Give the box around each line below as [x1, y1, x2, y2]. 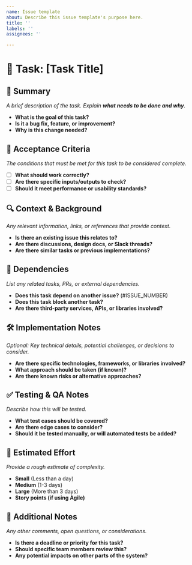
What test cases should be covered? [14, 417, 108, 425]
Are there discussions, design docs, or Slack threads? [14, 240, 153, 247]
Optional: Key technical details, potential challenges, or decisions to [6, 342, 175, 349]
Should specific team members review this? [14, 546, 127, 552]
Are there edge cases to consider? [14, 424, 103, 431]
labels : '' [6, 25, 34, 32]
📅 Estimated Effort [6, 447, 76, 458]
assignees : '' [6, 31, 42, 37]
